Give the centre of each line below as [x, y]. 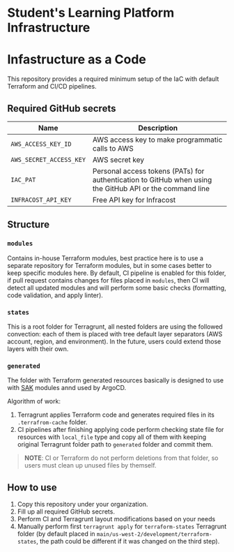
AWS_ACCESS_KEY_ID [41, 144]
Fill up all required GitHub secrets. [66, 512]
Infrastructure [49, 28]
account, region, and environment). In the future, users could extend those [114, 341]
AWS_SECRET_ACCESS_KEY [48, 159]
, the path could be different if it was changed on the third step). [128, 542]
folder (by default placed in [56, 534]
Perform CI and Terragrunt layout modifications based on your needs [116, 519]
